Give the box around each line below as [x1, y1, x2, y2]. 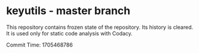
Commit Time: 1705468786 [6, 41, 73, 48]
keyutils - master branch [6, 4, 130, 18]
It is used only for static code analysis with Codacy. [6, 29, 133, 37]
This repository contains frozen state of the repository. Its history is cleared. [6, 24, 193, 31]
